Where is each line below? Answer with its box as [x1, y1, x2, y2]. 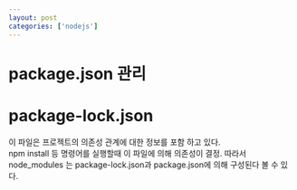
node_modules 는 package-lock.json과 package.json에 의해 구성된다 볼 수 [8, 159, 279, 170]
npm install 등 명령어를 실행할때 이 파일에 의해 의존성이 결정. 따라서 [8, 147, 246, 158]
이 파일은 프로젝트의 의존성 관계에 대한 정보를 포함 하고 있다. [8, 137, 221, 147]
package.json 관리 [8, 63, 147, 84]
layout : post [8, 13, 58, 23]
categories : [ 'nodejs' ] [8, 22, 99, 31]
